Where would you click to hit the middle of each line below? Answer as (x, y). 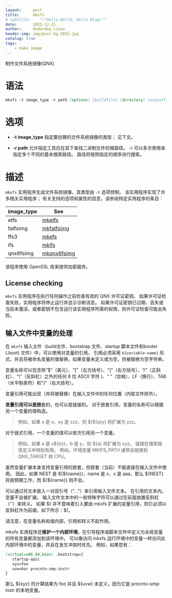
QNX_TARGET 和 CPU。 (43, 456)
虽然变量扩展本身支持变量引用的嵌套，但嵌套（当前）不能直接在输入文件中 (84, 467)
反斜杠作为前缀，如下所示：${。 (39, 510)
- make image (28, 48)
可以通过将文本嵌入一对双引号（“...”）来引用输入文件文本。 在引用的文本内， (86, 491)
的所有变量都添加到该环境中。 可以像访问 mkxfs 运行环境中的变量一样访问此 (85, 538)
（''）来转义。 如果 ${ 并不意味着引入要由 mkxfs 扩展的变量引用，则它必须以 (86, 504)
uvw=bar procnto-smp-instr (41, 569)
